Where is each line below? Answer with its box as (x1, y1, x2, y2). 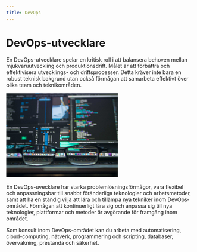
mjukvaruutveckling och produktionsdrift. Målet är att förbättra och (6, 62, 170, 69)
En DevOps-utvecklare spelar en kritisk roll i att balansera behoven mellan (6, 56, 187, 63)
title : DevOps (6, 10, 42, 16)
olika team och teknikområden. (6, 81, 82, 88)
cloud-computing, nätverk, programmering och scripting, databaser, (6, 233, 174, 240)
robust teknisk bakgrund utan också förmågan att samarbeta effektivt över (6, 75, 189, 82)
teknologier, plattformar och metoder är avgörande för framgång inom (6, 208, 177, 216)
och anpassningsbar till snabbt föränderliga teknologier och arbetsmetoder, (6, 189, 192, 196)
